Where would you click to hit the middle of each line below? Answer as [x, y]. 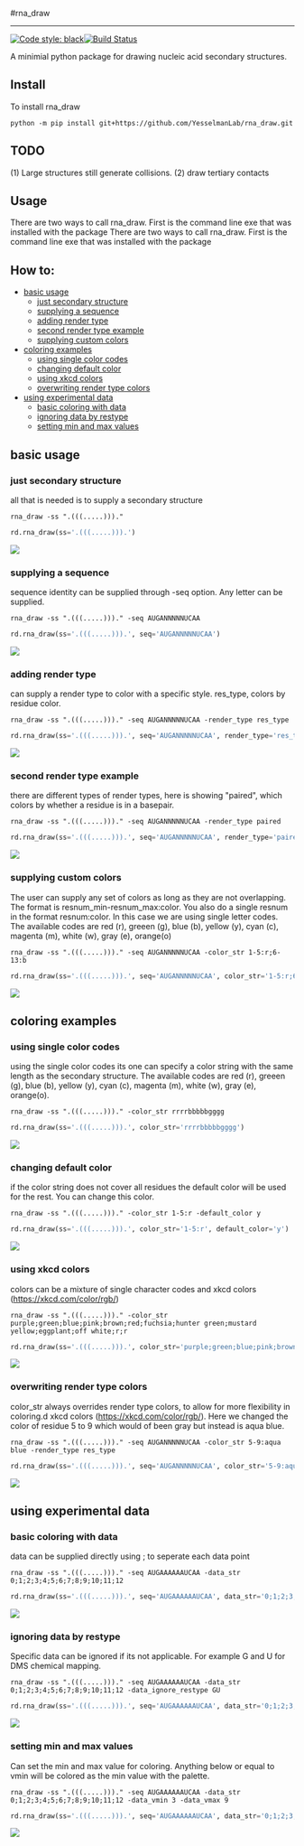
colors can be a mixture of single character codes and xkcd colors [134, 1289]
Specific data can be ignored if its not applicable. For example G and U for [148, 1656]
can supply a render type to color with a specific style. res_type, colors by [148, 694]
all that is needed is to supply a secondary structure [107, 499]
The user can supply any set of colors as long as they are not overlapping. [148, 897]
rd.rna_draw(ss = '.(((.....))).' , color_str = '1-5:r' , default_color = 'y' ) [150, 1229]
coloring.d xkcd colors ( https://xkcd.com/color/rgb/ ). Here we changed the [149, 1416]
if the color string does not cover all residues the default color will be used [148, 1188]
